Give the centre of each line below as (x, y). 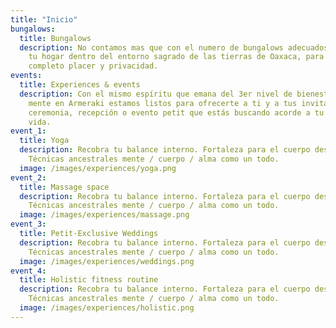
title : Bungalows (55, 38)
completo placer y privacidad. (93, 66)
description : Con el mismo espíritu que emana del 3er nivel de (156, 94)
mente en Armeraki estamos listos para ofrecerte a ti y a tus (163, 103)
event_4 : (28, 271)
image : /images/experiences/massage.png (104, 215)
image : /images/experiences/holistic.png (107, 308)
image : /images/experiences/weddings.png (107, 261)
